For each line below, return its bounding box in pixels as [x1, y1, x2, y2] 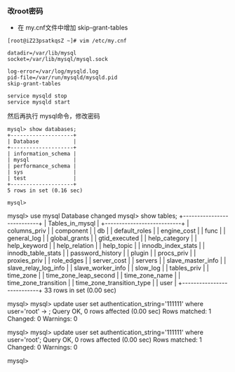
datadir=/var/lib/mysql [7, 50, 77, 57]
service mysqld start [7, 99, 71, 106]
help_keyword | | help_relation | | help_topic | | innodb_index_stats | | [7, 242, 206, 250]
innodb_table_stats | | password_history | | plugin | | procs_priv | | [7, 249, 196, 257]
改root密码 [7, 6, 43, 15]
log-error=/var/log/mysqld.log [7, 68, 99, 75]
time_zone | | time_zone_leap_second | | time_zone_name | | [7, 271, 181, 280]
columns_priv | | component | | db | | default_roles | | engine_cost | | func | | [7, 226, 226, 235]
